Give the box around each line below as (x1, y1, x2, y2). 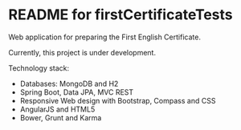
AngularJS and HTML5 (19, 104, 96, 114)
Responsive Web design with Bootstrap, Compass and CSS (19, 95, 216, 105)
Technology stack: (8, 63, 70, 73)
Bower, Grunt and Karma (19, 112, 102, 122)
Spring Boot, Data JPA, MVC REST (19, 87, 134, 97)
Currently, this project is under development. (8, 47, 157, 57)
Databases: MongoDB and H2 (19, 79, 119, 88)
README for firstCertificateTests (8, 6, 233, 24)
